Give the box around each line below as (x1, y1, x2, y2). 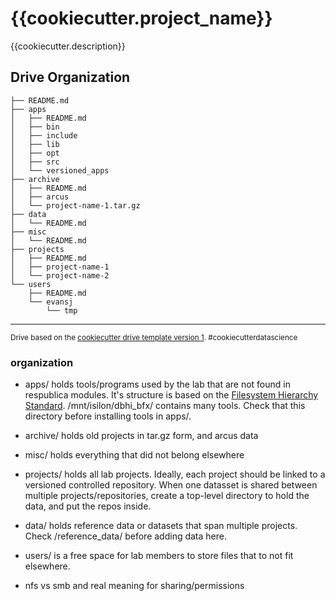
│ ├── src (10, 157, 60, 167)
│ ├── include (10, 130, 78, 141)
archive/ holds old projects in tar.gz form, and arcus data (24, 430, 259, 442)
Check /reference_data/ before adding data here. (24, 530, 227, 542)
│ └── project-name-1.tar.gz (10, 200, 141, 211)
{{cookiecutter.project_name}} (10, 7, 273, 30)
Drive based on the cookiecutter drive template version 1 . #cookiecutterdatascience (10, 332, 298, 342)
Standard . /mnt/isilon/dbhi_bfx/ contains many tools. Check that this (24, 400, 306, 412)
